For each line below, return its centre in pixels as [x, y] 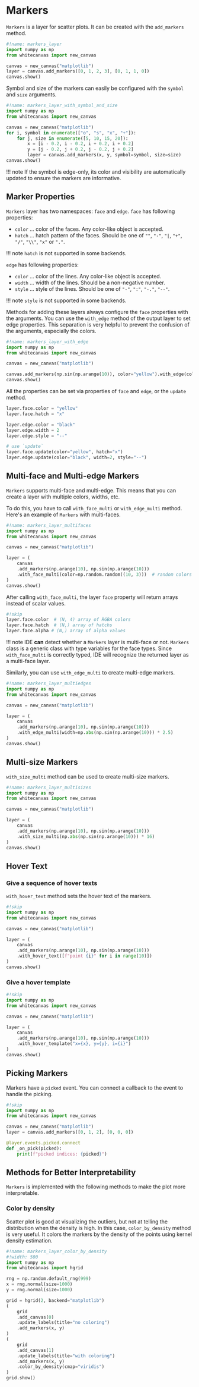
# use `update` [25, 447]
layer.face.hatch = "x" [36, 414]
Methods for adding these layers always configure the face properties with [97, 312]
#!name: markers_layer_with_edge [47, 342]
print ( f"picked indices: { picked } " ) [62, 1154]
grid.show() [21, 1378]
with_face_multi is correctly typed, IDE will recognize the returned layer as [97, 655]
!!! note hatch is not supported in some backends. [66, 253]
